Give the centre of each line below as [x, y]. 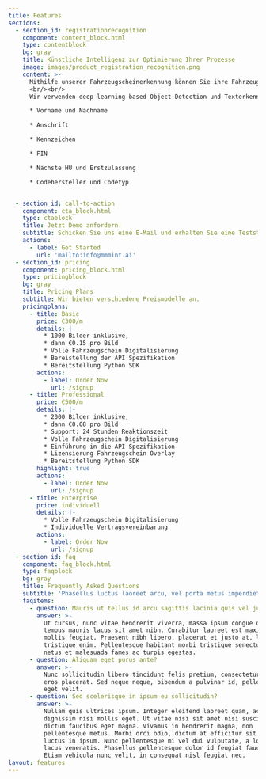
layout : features [37, 763]
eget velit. [63, 690]
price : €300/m [60, 321]
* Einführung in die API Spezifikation [109, 446]
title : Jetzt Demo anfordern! [72, 226]
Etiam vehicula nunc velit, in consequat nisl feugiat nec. [144, 756]
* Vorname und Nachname [68, 111]
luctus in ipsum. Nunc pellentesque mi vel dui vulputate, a [146, 741]
